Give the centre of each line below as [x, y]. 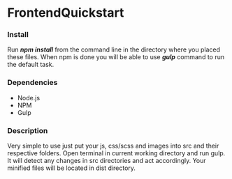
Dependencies [32, 83]
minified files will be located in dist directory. [72, 168]
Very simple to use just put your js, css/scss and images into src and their [113, 146]
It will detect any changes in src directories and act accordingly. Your [107, 161]
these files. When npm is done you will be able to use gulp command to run [116, 57]
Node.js [29, 98]
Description [28, 130]
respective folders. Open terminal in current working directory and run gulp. [116, 153]
